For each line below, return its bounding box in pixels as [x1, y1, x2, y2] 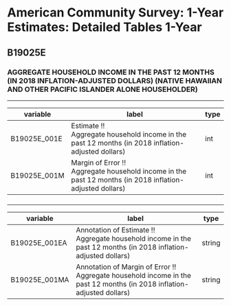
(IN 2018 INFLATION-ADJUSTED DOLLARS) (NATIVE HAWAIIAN [7, 75, 222, 85]
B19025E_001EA [10, 238, 67, 248]
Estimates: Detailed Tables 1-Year [7, 19, 202, 35]
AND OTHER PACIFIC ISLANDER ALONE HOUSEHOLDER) [7, 84, 198, 94]
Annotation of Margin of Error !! [75, 262, 177, 272]
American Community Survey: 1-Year [7, 5, 224, 21]
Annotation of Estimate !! [75, 225, 156, 235]
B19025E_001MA [10, 274, 69, 284]
